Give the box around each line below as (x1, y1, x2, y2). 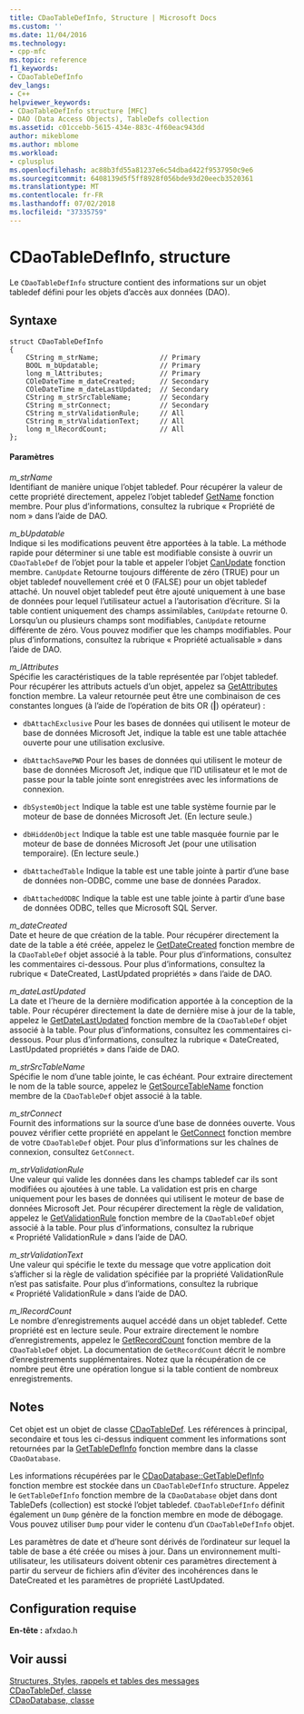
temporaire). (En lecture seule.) (22, 847, 140, 859)
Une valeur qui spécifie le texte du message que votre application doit (9, 1259, 271, 1270)
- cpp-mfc (9, 47, 47, 56)
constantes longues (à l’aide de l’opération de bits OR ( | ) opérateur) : (9, 700, 266, 711)
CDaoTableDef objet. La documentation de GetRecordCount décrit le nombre (9, 1344, 286, 1355)
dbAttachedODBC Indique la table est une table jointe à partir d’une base (22, 892, 286, 903)
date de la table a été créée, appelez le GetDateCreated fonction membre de (9, 939, 295, 950)
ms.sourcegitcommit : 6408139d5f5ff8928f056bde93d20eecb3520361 (9, 174, 254, 183)
